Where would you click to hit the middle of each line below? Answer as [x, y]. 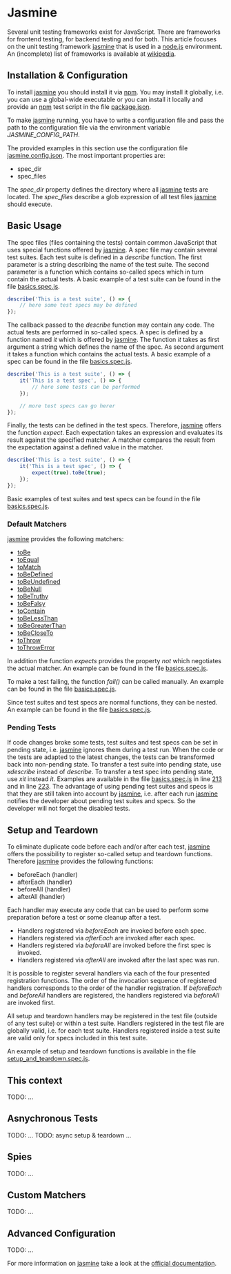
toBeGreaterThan [42, 626]
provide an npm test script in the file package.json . [79, 107]
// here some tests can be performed [86, 387]
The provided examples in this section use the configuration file [98, 148]
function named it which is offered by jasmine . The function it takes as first [113, 340]
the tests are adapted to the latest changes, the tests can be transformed [111, 757]
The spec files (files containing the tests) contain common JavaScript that [112, 242]
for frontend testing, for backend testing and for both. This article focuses [112, 39]
